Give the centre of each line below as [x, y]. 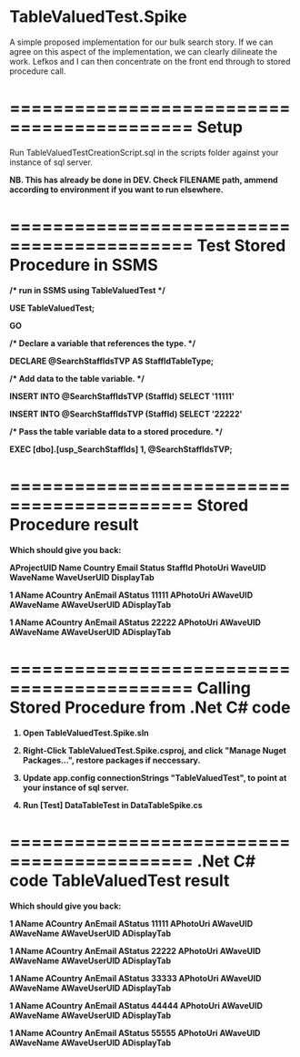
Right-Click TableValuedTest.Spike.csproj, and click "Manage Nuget [154, 750]
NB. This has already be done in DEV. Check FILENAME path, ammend [144, 180]
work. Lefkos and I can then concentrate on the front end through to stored [150, 61]
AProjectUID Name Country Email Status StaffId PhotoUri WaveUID [138, 568]
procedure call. [38, 71]
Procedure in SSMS [84, 265]
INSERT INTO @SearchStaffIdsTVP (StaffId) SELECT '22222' [126, 414]
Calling [224, 688]
